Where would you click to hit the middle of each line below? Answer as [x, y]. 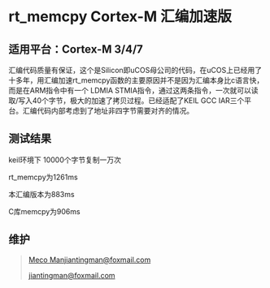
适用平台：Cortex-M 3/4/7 [76, 49]
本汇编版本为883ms [41, 194]
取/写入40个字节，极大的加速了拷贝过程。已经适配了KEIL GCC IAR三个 [126, 101]
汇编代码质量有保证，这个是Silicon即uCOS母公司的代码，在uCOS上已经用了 [135, 70]
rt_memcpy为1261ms [44, 177]
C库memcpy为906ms [44, 211]
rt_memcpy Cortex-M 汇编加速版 [120, 17]
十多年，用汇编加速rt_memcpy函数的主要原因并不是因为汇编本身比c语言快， [136, 80]
